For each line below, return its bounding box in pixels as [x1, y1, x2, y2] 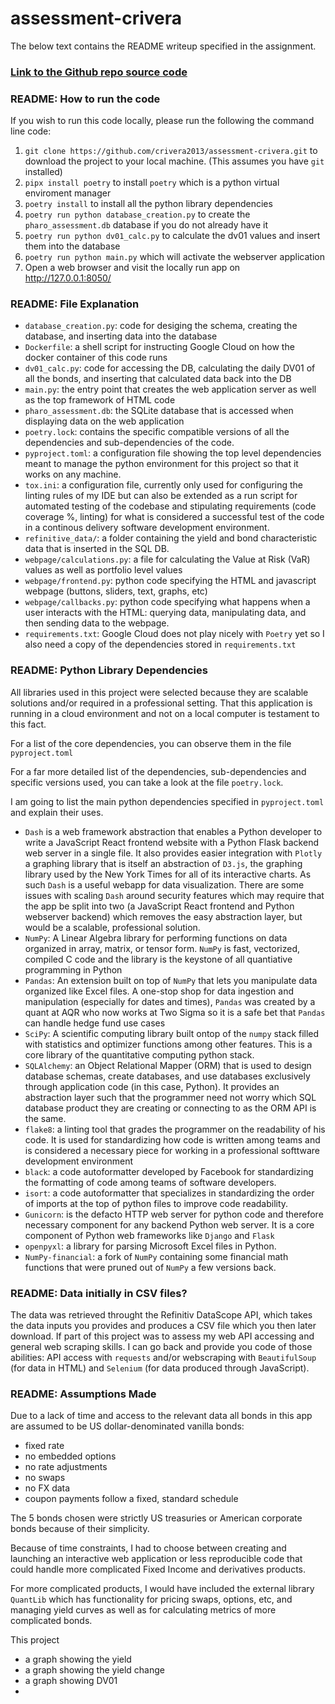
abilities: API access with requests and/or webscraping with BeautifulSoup [10, 1352, 317, 1364]
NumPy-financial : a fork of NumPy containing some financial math [24, 1250, 289, 1262]
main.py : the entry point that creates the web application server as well [24, 383, 317, 396]
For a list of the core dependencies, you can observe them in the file [10, 737, 292, 749]
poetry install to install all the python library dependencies [24, 198, 273, 210]
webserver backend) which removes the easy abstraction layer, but [24, 910, 303, 922]
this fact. [10, 718, 47, 730]
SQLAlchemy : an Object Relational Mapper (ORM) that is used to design [24, 1059, 312, 1071]
